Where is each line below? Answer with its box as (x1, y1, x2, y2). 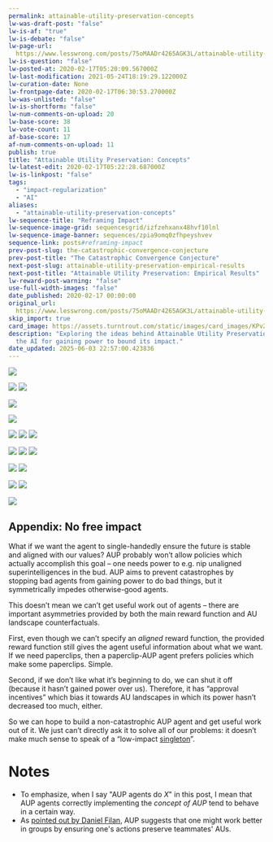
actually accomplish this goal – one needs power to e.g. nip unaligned (8, 558, 242, 568)
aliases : (8, 201, 38, 209)
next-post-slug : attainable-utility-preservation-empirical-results (8, 261, 245, 269)
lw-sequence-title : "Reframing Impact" (8, 216, 144, 225)
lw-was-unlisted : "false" (8, 95, 96, 103)
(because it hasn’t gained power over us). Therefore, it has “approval (8, 683, 240, 693)
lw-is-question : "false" (8, 58, 93, 66)
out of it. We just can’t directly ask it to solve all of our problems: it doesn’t (8, 725, 257, 735)
